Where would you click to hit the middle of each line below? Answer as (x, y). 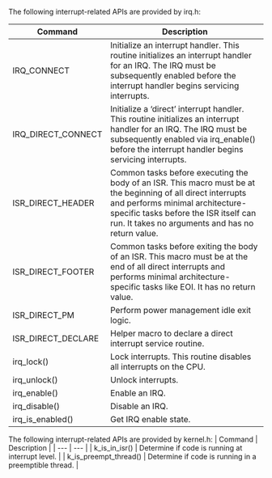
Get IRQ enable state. (151, 419)
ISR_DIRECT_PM (44, 315)
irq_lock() (31, 362)
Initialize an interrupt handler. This (175, 45)
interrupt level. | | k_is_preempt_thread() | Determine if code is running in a (132, 457)
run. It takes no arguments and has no (182, 223)
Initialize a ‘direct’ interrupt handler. (177, 109)
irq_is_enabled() (43, 419)
